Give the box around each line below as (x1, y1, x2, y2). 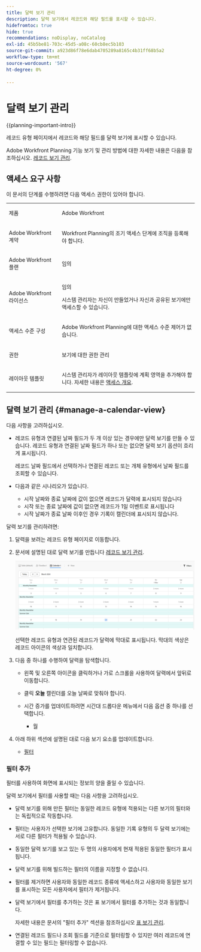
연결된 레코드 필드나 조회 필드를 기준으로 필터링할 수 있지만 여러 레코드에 (14, 932, 184, 939)
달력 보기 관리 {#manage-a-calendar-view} (6, 405, 166, 415)
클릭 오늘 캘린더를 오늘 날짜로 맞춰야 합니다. (23, 690, 126, 697)
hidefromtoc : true (6, 22, 52, 28)
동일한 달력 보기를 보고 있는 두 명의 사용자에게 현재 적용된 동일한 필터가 (14, 845, 181, 852)
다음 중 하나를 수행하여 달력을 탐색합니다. (14, 657, 111, 664)
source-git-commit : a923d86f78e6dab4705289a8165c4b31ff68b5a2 (6, 48, 165, 54)
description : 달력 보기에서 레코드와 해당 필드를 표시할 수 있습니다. (6, 16, 157, 22)
